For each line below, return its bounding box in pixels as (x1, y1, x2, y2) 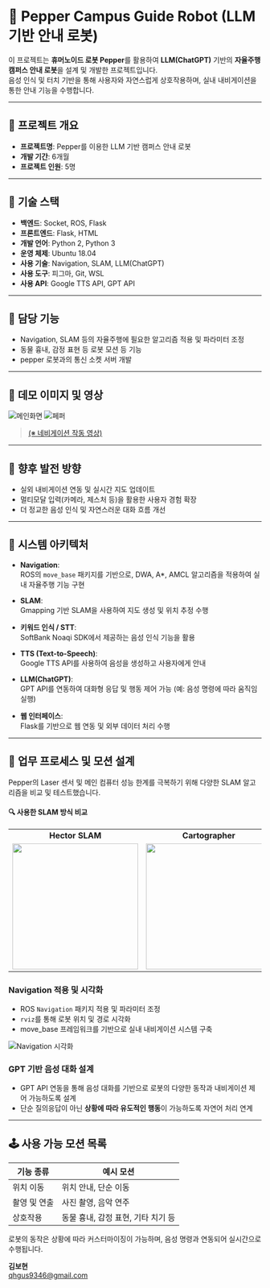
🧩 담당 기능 (8, 312, 60, 325)
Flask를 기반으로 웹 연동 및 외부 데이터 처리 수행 (19, 721, 170, 731)
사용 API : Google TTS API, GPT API (19, 278, 135, 288)
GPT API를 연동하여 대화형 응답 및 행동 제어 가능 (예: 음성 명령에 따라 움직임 (19, 684, 258, 694)
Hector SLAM (49, 830, 102, 841)
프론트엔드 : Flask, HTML (19, 228, 99, 238)
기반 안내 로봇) (8, 27, 99, 45)
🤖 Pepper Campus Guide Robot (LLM (8, 7, 256, 26)
